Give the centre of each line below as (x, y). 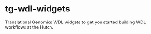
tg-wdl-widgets (38, 9)
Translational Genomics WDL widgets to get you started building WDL (75, 22)
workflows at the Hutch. (29, 27)
